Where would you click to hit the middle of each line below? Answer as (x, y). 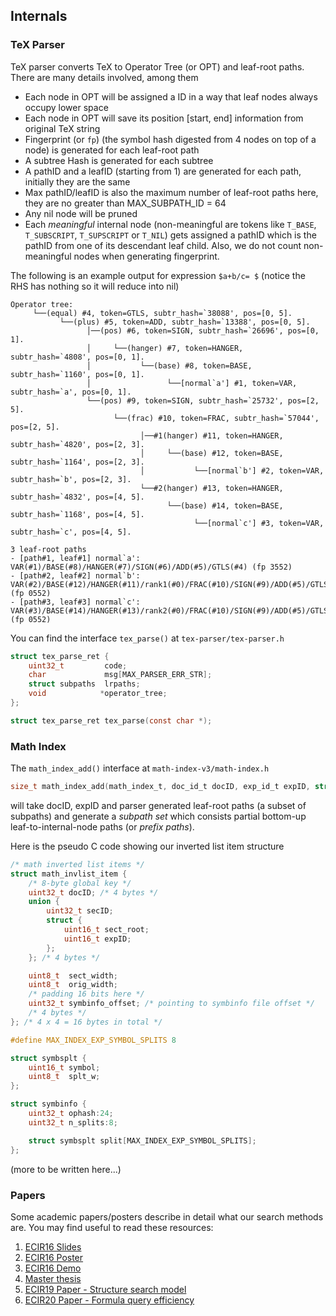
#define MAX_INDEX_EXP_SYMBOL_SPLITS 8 (93, 1040)
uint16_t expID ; (97, 939)
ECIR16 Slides (53, 1246)
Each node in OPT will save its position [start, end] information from (164, 118)
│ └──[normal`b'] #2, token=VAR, (232, 470)
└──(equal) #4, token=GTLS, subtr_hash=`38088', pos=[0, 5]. (162, 313)
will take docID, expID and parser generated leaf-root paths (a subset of (158, 805)
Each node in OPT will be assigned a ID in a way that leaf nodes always (171, 96)
